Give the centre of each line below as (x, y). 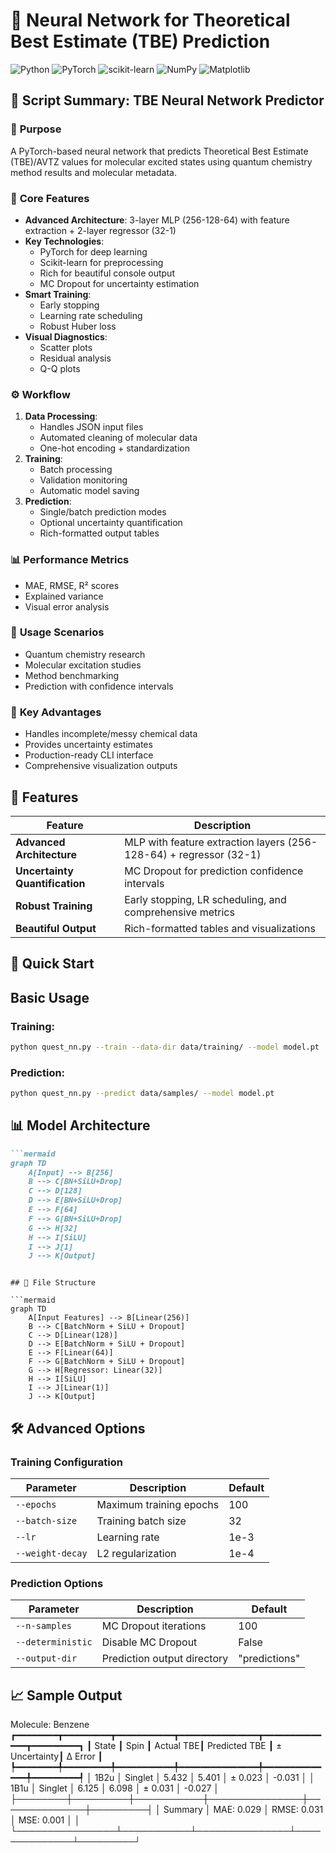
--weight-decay (51, 1553)
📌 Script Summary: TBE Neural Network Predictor (167, 100)
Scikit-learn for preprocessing (101, 262)
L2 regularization (136, 1554)
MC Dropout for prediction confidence (214, 871)
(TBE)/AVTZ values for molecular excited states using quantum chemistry (161, 161)
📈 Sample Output (66, 1695)
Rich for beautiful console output (107, 273)
